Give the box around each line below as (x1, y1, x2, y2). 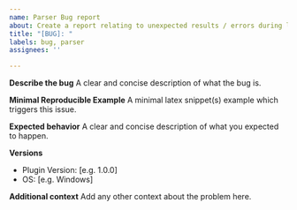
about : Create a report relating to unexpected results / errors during (9, 21, 283, 30)
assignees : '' (9, 46, 62, 55)
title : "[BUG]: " (9, 29, 73, 38)
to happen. (9, 131, 49, 141)
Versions (9, 147, 43, 159)
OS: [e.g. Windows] (21, 174, 94, 185)
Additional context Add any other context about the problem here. (9, 191, 252, 202)
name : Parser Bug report (9, 12, 101, 22)
